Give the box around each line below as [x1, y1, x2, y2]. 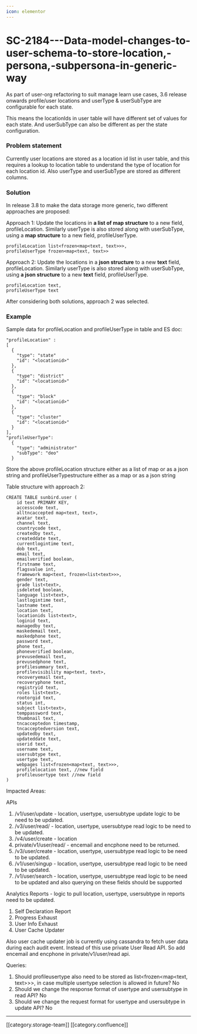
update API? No [14, 1005, 53, 1012]
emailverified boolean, [16, 556, 75, 563]
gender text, [16, 577, 49, 583]
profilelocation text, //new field [16, 767, 104, 773]
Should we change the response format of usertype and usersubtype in [14, 986, 188, 993]
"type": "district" [16, 373, 64, 379]
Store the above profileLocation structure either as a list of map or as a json [6, 466, 189, 473]
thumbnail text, [16, 716, 57, 722]
